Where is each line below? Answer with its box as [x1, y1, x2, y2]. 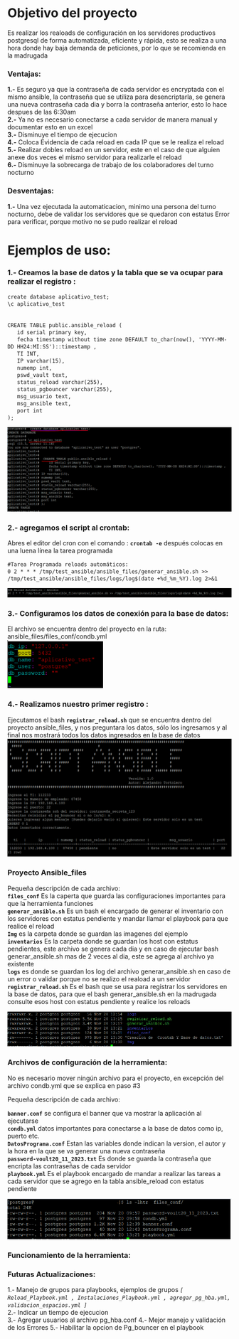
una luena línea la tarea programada [7, 546, 113, 555]
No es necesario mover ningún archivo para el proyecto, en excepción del [7, 1074, 224, 1082]
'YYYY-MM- [198, 336, 228, 343]
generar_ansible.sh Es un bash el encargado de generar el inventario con [7, 907, 223, 915]
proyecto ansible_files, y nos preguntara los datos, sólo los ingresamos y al [7, 723, 228, 732]
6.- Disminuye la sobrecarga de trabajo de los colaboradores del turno [7, 161, 214, 169]
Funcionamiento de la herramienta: [7, 1250, 131, 1260]
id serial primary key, [16, 329, 87, 336]
